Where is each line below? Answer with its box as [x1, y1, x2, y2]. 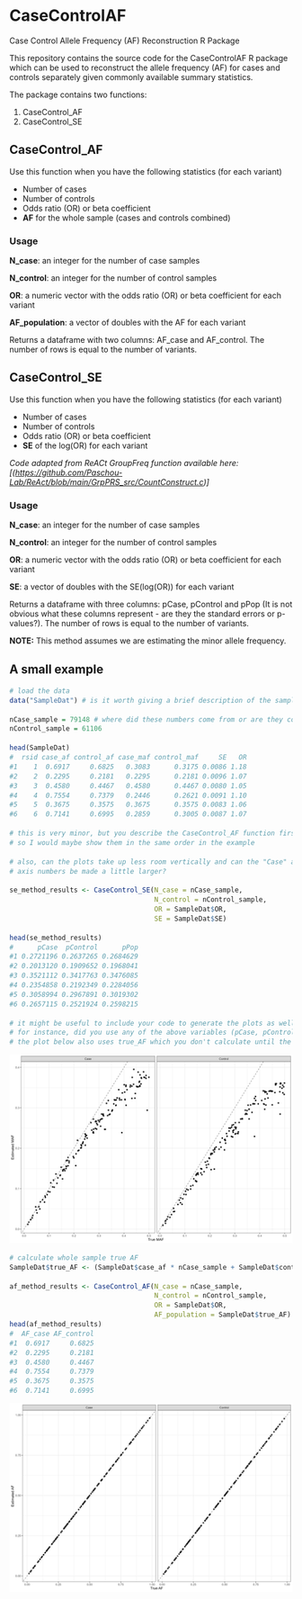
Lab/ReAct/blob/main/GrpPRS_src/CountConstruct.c [9, 476, 204, 487]
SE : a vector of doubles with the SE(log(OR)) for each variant [9, 581, 235, 592]
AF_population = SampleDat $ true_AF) [154, 1310, 292, 1319]
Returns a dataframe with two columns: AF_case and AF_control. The [9, 335, 265, 346]
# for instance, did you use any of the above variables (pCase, [9, 1028, 259, 1038]
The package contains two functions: [9, 89, 147, 100]
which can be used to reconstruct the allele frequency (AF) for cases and [9, 62, 280, 73]
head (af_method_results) [9, 1320, 102, 1329]
